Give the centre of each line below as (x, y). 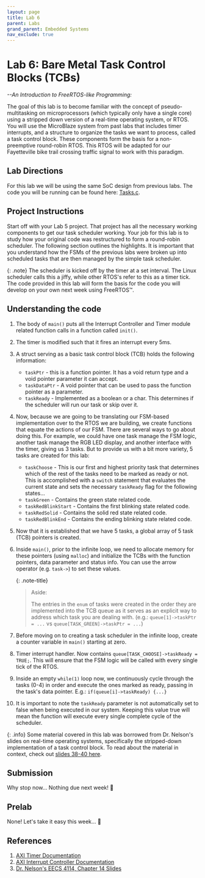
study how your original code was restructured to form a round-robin (94, 239)
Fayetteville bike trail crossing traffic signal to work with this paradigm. (95, 152)
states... (35, 493)
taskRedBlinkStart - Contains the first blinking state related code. (107, 506)
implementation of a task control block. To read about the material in (93, 747)
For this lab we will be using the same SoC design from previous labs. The (100, 185)
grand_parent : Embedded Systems (48, 29)
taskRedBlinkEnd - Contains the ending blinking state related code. (108, 519)
